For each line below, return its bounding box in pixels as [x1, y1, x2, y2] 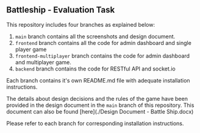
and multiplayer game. [15, 58, 72, 66]
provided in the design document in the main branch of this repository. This [6, 101, 195, 109]
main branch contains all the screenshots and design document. [15, 33, 176, 40]
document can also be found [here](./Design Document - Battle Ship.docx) [6, 107, 194, 115]
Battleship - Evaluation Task [6, 5, 115, 15]
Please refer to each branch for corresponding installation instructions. [6, 120, 184, 127]
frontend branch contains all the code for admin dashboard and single [15, 39, 192, 46]
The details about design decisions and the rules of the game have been [6, 95, 188, 102]
